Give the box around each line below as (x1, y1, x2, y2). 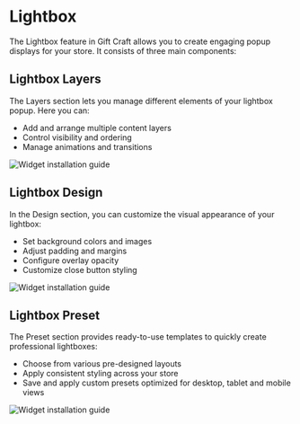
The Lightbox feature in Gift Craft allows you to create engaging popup (9, 36, 271, 47)
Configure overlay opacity (22, 254, 119, 266)
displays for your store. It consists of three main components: (9, 45, 237, 56)
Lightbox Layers (9, 72, 101, 87)
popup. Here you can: (9, 105, 90, 116)
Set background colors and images (22, 235, 153, 246)
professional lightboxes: (9, 341, 98, 352)
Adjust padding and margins (22, 245, 128, 256)
